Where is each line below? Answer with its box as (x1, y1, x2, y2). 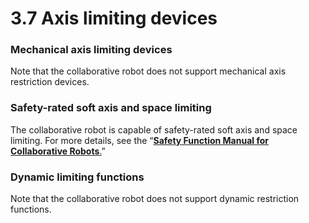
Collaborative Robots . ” (10, 145, 106, 157)
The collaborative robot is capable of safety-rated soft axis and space (10, 123, 298, 136)
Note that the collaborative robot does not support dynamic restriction (10, 193, 300, 205)
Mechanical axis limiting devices (10, 43, 173, 57)
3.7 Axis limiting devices (10, 7, 218, 30)
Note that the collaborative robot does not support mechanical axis (10, 65, 287, 77)
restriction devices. (10, 76, 90, 88)
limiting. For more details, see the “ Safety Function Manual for (10, 134, 269, 146)
